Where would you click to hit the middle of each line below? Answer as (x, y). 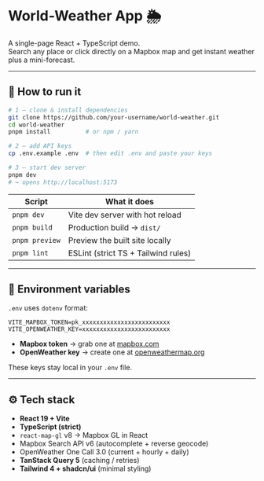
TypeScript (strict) (50, 427)
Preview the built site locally (119, 240)
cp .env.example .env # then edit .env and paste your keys (110, 154)
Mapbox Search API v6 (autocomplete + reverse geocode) (114, 444)
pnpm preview (37, 240)
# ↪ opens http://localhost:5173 (63, 182)
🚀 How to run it (45, 92)
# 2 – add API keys (40, 146)
